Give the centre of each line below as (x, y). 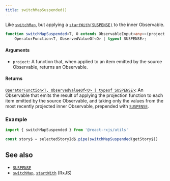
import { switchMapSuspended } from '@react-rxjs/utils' (67, 130)
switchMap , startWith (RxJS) (42, 173)
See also (19, 155)
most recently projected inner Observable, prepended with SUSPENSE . (77, 106)
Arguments (18, 50)
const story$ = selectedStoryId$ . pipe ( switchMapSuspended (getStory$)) (82, 139)
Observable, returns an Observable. (50, 67)
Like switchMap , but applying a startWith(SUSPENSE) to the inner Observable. (85, 24)
